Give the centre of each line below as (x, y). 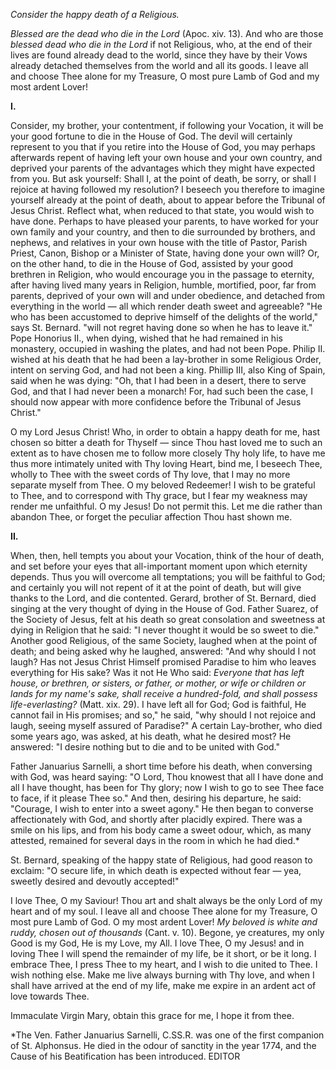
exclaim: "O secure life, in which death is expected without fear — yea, (156, 870)
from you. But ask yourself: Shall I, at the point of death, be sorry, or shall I (163, 178)
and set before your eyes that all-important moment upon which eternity (159, 566)
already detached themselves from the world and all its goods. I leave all (159, 65)
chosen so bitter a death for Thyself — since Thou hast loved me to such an (166, 442)
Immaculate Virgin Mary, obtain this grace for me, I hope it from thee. (152, 1015)
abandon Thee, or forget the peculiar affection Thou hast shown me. (151, 517)
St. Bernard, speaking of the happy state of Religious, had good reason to (161, 860)
